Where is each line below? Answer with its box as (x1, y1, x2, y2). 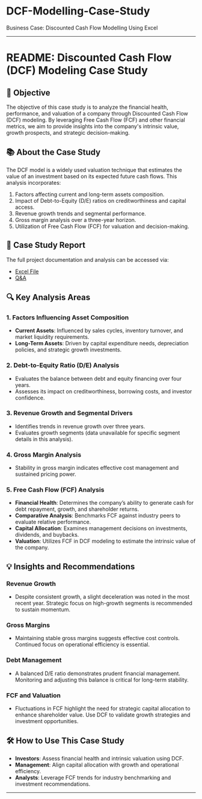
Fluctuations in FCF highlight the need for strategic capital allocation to (14, 705, 191, 712)
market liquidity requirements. (14, 333, 90, 341)
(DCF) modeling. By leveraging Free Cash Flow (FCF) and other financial (6, 116, 185, 123)
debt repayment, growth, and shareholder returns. (14, 505, 139, 513)
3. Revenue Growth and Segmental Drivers (6, 409, 133, 418)
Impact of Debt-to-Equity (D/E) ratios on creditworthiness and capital (14, 197, 186, 204)
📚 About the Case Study (6, 147, 101, 158)
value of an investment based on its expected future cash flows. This (6, 173, 177, 180)
